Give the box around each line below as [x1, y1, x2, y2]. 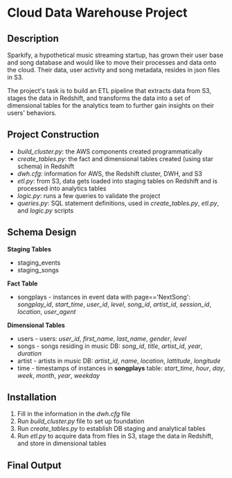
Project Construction [7, 129, 99, 140]
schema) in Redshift [17, 162, 75, 170]
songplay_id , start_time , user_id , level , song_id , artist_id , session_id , [17, 300, 212, 308]
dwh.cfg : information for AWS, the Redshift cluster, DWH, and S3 [17, 169, 202, 178]
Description [7, 33, 59, 44]
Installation [7, 391, 57, 404]
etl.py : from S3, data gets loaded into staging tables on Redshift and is [17, 176, 218, 185]
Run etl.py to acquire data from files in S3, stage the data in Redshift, [17, 432, 213, 440]
